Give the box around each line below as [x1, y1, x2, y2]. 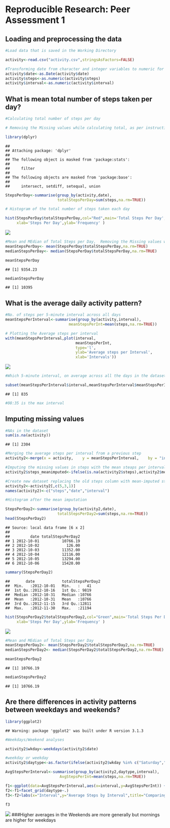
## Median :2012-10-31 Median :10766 [5, 592, 92, 597]
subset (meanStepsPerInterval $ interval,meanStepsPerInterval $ [5, 382, 137, 388]
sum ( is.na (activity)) [5, 433, 51, 438]
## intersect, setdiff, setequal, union [5, 184, 101, 189]
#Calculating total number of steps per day [5, 116, 101, 122]
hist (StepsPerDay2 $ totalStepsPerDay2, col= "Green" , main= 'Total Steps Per [5, 614, 162, 619]
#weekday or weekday [5, 755, 49, 761]
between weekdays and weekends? [5, 705, 120, 714]
